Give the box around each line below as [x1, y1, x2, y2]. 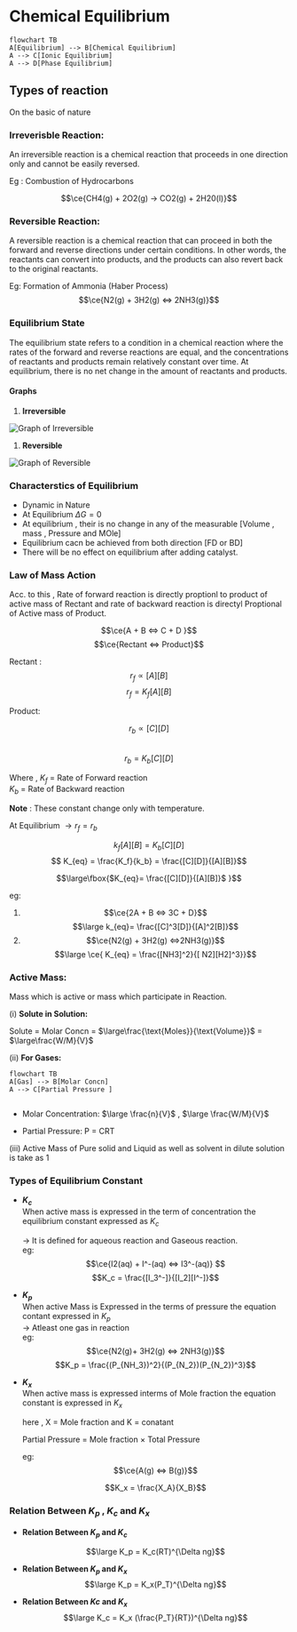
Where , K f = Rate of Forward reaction [9, 772, 148, 785]
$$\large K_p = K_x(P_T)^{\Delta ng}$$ [83, 1580, 227, 1590]
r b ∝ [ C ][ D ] [128, 723, 170, 735]
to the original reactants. [9, 264, 99, 275]
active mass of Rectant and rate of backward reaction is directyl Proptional [9, 598, 282, 610]
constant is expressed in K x [21, 1397, 122, 1411]
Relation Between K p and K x [21, 1563, 128, 1576]
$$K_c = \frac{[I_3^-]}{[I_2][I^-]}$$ [91, 1273, 220, 1283]
